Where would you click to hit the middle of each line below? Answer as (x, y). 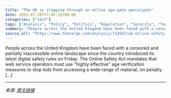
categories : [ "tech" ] (28, 19)
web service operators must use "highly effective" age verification (75, 64)
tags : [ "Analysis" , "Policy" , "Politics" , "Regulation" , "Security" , (81, 24)
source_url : (18, 34)
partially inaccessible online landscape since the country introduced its (80, 53)
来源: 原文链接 (20, 90)
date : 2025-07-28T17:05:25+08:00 (41, 15)
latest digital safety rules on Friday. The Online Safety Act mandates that (81, 59)
